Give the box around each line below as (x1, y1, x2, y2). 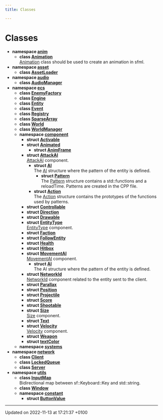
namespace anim (12, 48, 48, 54)
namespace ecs (12, 85, 45, 91)
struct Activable (26, 136, 60, 142)
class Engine (19, 95, 46, 101)
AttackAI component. (26, 157, 69, 163)
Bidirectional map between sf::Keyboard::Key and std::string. (19, 380, 141, 385)
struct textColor (26, 338, 60, 344)
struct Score (26, 297, 52, 303)
